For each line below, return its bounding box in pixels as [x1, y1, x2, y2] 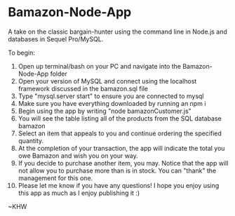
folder [50, 69, 67, 78]
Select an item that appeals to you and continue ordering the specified [18, 129, 222, 137]
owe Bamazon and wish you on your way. [18, 151, 139, 160]
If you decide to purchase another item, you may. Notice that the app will [18, 158, 229, 167]
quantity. [18, 136, 44, 144]
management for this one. [18, 173, 93, 182]
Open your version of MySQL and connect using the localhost [18, 76, 197, 85]
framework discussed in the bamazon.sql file [18, 84, 148, 93]
